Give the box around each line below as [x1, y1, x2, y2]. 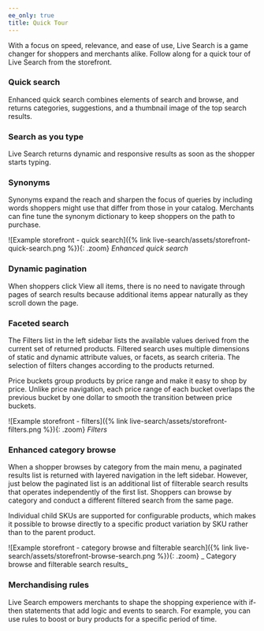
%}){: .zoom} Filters [43, 425, 108, 434]
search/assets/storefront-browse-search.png [8, 551, 156, 561]
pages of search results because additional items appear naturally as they [8, 289, 248, 299]
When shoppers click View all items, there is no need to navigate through [8, 281, 246, 291]
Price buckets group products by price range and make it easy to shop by [8, 376, 247, 385]
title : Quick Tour [8, 19, 69, 27]
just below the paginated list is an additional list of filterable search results [8, 479, 248, 488]
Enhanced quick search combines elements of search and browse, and [8, 95, 239, 104]
